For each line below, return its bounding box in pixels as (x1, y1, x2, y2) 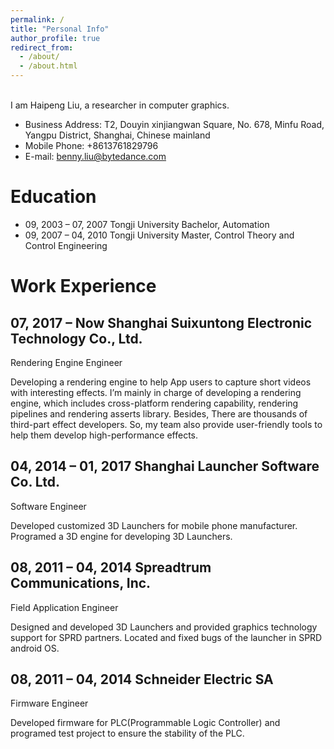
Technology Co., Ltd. (10, 330, 143, 347)
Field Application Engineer (10, 601, 119, 613)
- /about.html (19, 61, 78, 71)
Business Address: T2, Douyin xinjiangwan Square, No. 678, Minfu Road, (24, 119, 325, 130)
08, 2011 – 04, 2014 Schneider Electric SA (10, 671, 274, 688)
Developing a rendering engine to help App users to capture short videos (10, 376, 312, 388)
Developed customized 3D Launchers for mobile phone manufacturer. (10, 519, 298, 531)
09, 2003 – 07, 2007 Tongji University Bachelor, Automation (24, 218, 270, 230)
